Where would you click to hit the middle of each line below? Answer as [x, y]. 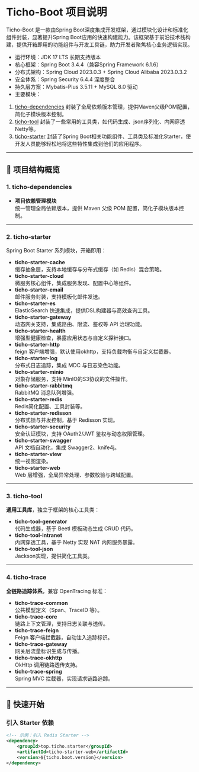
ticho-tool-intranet [38, 535]
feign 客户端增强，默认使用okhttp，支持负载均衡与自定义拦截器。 [94, 351]
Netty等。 [27, 129]
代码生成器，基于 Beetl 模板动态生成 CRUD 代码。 [75, 528]
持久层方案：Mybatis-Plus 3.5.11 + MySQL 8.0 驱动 [76, 87]
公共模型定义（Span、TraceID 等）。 [58, 610]
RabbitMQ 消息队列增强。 [46, 392]
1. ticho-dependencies [39, 187]
